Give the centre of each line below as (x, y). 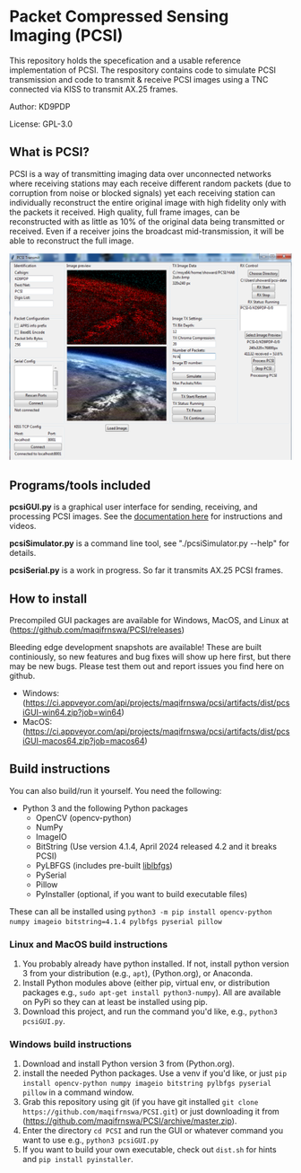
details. (23, 553)
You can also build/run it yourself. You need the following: (116, 790)
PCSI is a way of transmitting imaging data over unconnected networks (140, 173)
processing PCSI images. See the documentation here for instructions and (146, 516)
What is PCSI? (49, 152)
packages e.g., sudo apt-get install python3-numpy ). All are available (151, 992)
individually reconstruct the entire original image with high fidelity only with (148, 202)
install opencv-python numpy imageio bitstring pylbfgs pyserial (146, 1084)
